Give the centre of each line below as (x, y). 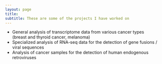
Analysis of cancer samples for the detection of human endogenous (80, 52)
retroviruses (24, 58)
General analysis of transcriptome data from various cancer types (78, 32)
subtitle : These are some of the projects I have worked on (67, 18)
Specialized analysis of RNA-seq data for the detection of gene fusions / (84, 42)
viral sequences (28, 47)
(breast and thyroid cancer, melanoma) (51, 37)
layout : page (18, 9)
